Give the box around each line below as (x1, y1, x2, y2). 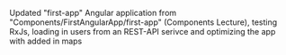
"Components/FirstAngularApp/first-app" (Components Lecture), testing (9, 17, 278, 27)
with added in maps (9, 35, 83, 46)
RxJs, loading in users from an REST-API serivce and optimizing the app (9, 27, 276, 36)
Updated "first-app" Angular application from (9, 8, 177, 18)
